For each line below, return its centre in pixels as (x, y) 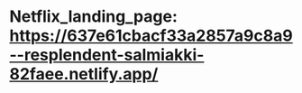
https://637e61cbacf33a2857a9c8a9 (151, 36)
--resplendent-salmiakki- (107, 55)
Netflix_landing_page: (94, 17)
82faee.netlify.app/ (84, 74)
